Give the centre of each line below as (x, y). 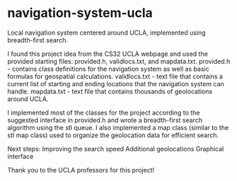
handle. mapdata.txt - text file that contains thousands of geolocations (110, 91)
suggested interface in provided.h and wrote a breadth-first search (105, 120)
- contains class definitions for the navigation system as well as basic (109, 69)
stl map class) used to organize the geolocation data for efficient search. (113, 135)
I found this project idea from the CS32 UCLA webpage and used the (108, 54)
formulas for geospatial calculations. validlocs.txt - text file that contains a (115, 76)
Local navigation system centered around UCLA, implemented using (107, 33)
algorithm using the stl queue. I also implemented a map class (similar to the (118, 127)
